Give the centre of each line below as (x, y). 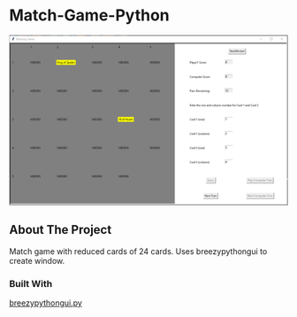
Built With (31, 283)
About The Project (61, 230)
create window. (37, 260)
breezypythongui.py (46, 303)
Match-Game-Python (89, 15)
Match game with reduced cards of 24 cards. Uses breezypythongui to (138, 251)
